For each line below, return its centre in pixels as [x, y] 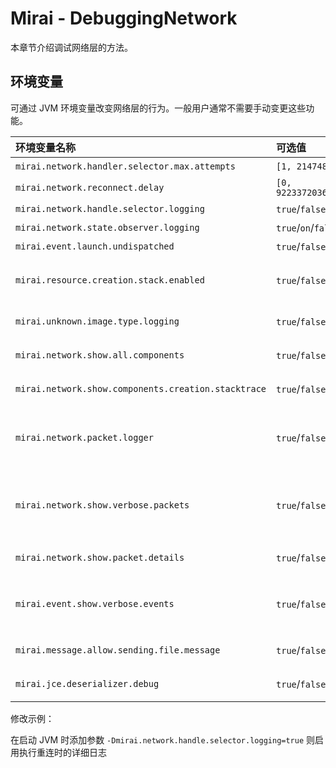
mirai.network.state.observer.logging [107, 227]
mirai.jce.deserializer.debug [87, 683]
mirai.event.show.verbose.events [95, 603]
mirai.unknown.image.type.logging [97, 321]
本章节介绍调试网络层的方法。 [71, 47]
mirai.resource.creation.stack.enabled [110, 280]
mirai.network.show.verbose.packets [102, 505]
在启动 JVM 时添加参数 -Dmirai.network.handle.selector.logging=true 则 [163, 739]
